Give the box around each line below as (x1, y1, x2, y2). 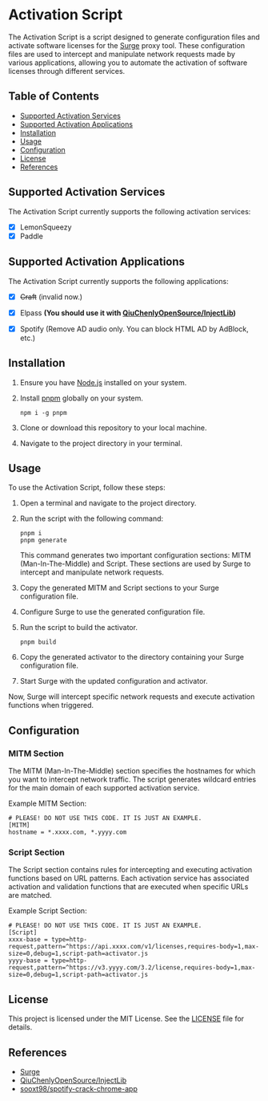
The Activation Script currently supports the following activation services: (8, 206, 251, 216)
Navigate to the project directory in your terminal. (19, 438, 182, 448)
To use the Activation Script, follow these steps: (8, 483, 166, 493)
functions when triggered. (8, 701, 94, 710)
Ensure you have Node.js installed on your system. (19, 377, 187, 387)
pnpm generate (19, 536, 67, 545)
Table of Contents (8, 90, 100, 104)
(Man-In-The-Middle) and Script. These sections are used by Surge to (19, 559, 251, 569)
